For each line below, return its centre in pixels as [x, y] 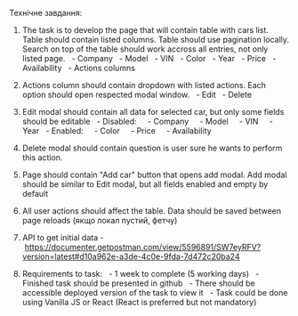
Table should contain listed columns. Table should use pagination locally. [156, 40]
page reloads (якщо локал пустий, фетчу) [100, 220]
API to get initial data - [63, 238]
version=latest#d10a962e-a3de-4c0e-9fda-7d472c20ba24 [131, 256]
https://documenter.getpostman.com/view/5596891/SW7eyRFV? [143, 247]
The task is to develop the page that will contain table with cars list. [145, 30]
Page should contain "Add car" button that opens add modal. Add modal [154, 174]
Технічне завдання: [46, 13]
